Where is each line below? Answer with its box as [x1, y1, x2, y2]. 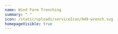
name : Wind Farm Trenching [5, 7, 62, 12]
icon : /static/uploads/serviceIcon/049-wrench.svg [5, 16, 113, 21]
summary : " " [5, 12, 32, 17]
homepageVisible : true [5, 21, 52, 26]
